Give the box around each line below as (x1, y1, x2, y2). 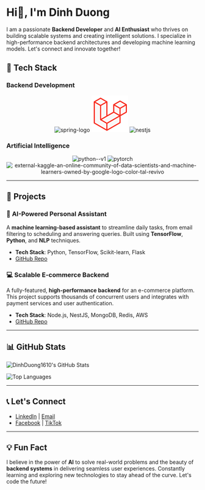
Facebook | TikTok (15, 419, 62, 426)
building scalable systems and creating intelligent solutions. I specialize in (6, 32, 192, 39)
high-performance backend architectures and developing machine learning (6, 38, 195, 46)
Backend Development (6, 81, 75, 90)
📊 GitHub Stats (6, 342, 66, 352)
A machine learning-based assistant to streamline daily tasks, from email (6, 224, 193, 231)
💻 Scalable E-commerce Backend (6, 271, 109, 279)
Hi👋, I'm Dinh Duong (6, 5, 110, 20)
